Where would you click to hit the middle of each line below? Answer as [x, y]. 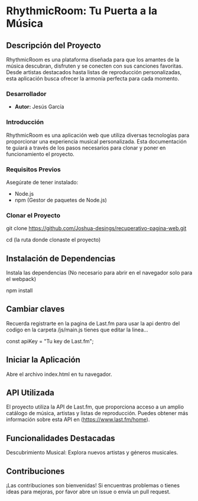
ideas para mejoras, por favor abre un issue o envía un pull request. [88, 492]
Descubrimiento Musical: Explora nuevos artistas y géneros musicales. [92, 452]
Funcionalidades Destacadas [61, 438]
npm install [20, 291]
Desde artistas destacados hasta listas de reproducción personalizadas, [94, 72]
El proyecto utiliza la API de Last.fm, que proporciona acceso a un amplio [95, 407]
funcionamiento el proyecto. [40, 154]
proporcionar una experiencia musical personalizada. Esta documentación [97, 141]
